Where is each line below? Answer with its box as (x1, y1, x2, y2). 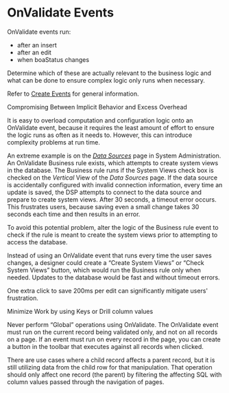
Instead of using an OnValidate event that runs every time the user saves (7, 251, 213, 259)
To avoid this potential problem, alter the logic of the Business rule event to (7, 223, 219, 231)
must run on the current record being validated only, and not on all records (7, 328, 218, 336)
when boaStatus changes (16, 55, 90, 63)
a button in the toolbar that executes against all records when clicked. (7, 342, 204, 350)
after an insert (16, 41, 57, 49)
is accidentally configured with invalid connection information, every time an (7, 180, 223, 189)
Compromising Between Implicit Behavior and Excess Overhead (7, 103, 187, 111)
